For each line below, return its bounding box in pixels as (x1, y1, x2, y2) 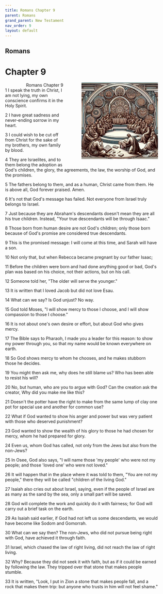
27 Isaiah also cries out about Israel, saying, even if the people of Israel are (5, 486, 155, 492)
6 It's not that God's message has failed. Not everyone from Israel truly (5, 196, 147, 202)
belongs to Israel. (5, 201, 40, 207)
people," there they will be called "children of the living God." (5, 477, 127, 482)
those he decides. (5, 360, 41, 366)
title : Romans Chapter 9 (5, 8, 55, 13)
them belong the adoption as (5, 162, 63, 168)
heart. (5, 123, 17, 128)
